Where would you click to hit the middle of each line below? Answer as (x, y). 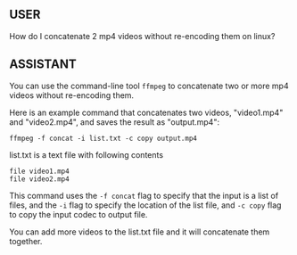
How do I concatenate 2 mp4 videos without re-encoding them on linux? (142, 36)
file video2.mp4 (39, 179)
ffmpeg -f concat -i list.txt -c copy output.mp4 (103, 138)
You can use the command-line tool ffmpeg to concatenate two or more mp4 (149, 86)
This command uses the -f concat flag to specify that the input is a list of (144, 195)
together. (26, 241)
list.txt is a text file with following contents (86, 154)
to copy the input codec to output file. (78, 214)
